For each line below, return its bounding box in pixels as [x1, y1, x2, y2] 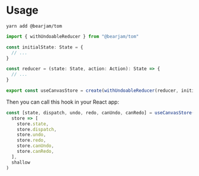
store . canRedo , [17, 149, 54, 155]
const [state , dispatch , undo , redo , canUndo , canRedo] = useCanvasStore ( [6, 110, 195, 116]
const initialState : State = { [6, 44, 84, 50]
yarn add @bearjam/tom [6, 23, 62, 29]
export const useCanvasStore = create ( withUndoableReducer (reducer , [6, 88, 179, 94]
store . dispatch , [17, 126, 57, 132]
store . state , [17, 121, 49, 127]
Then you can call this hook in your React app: [6, 98, 120, 105]
